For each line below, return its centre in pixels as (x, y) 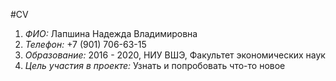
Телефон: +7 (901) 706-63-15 (85, 44)
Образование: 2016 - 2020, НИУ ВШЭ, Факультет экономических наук (175, 55)
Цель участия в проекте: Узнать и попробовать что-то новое (155, 65)
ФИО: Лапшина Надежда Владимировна (111, 33)
